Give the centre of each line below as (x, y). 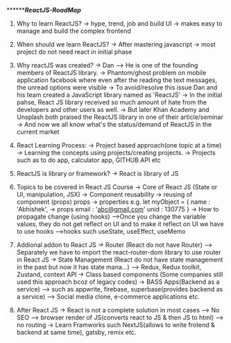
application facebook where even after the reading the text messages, (117, 80)
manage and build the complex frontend (74, 31)
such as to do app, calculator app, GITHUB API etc (88, 160)
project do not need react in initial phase (74, 52)
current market (38, 132)
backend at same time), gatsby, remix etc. (76, 332)
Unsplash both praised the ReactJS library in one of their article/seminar (120, 117)
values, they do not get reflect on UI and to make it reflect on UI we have (120, 224)
